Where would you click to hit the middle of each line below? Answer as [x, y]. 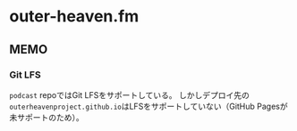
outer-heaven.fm [74, 16]
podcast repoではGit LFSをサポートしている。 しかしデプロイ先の [130, 94]
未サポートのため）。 [47, 117]
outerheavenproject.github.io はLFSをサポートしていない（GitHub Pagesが [148, 106]
